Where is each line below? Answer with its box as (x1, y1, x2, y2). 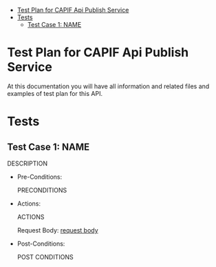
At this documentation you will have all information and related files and (7, 82, 210, 90)
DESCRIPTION (7, 159, 48, 168)
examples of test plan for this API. (7, 89, 103, 97)
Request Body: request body (17, 226, 98, 234)
